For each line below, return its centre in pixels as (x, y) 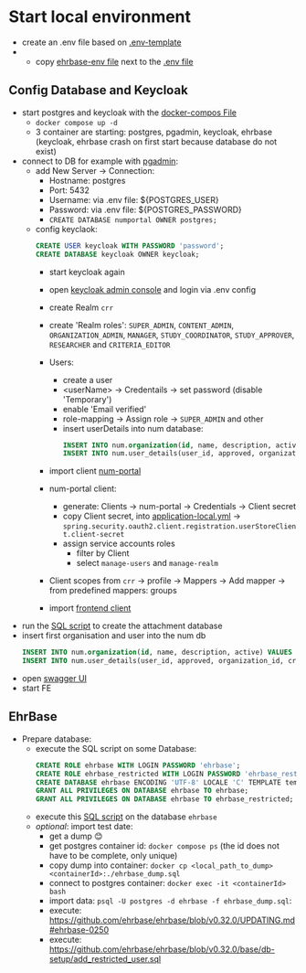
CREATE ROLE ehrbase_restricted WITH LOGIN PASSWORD (138, 774)
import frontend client (90, 608)
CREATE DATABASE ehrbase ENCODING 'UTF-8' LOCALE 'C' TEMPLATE (158, 782)
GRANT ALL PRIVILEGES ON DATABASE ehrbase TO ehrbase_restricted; (164, 799)
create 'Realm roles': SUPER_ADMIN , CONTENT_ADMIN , (142, 325)
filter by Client (103, 553)
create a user (88, 380)
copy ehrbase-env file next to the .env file (114, 61)
